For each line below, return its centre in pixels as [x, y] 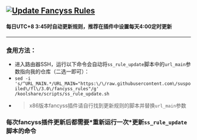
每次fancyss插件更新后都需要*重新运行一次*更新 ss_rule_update [97, 122]
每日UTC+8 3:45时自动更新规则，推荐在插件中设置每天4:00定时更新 [89, 26]
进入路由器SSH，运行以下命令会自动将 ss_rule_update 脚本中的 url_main [100, 64]
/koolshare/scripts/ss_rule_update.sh [62, 94]
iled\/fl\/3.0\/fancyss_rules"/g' [57, 88]
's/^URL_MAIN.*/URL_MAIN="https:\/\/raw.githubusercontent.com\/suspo [103, 83]
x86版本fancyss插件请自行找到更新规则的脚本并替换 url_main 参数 [108, 105]
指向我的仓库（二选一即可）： [55, 71]
